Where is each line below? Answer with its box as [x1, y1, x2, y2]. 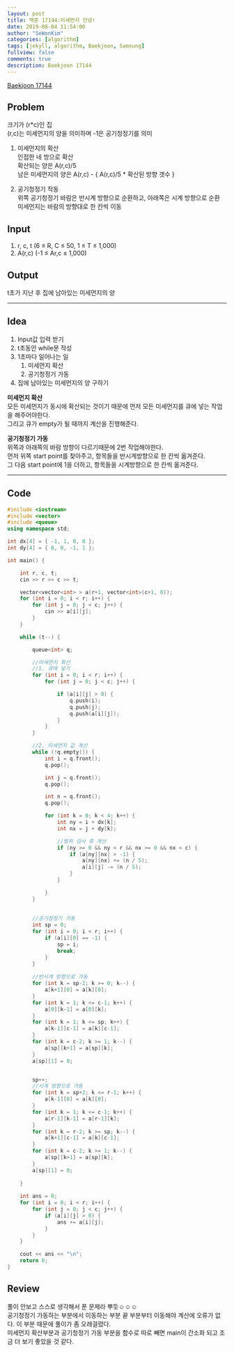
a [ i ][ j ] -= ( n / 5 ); [81, 864, 142, 871]
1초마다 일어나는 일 [17, 352, 69, 361]
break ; [56, 947, 77, 954]
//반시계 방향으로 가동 [32, 973, 88, 981]
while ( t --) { [19, 633, 61, 641]
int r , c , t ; [19, 569, 58, 577]
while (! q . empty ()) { [32, 749, 95, 756]
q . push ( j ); [69, 704, 101, 710]
